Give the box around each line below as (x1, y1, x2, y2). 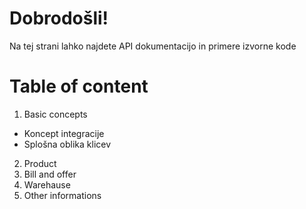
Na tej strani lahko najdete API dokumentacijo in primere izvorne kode (9, 40, 297, 52)
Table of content (9, 75, 149, 98)
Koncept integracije (23, 127, 105, 139)
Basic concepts (23, 108, 88, 120)
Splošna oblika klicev (23, 138, 112, 150)
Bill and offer (23, 168, 77, 180)
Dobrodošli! (9, 7, 109, 30)
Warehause (23, 178, 71, 191)
